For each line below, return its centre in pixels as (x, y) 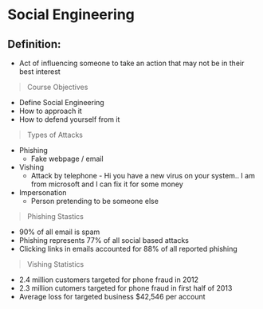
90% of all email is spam (59, 232)
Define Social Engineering (61, 102)
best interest (39, 72)
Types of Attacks (55, 135)
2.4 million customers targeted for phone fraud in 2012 (109, 280)
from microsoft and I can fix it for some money (107, 184)
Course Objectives (57, 87)
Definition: (34, 44)
